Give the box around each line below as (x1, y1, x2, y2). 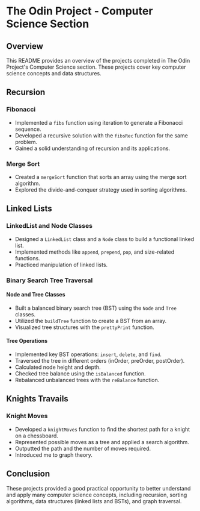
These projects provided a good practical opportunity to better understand (6, 484, 191, 492)
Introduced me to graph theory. (14, 451, 93, 459)
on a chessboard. (14, 432, 59, 439)
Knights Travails (6, 393, 69, 404)
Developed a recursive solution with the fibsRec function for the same (14, 131, 188, 139)
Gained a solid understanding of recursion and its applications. (14, 145, 171, 152)
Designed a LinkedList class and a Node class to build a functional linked (14, 235, 195, 242)
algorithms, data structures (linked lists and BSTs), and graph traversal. (6, 497, 182, 504)
